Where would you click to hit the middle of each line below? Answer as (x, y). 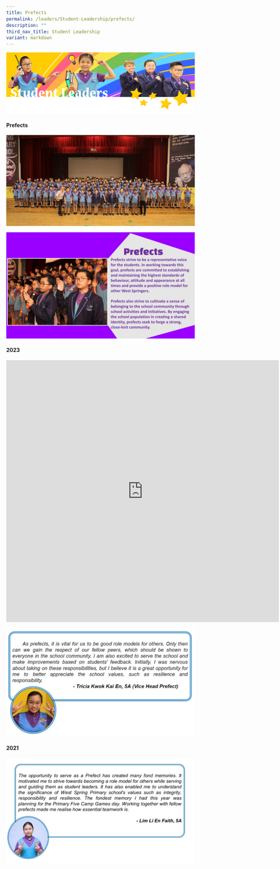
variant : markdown (29, 38)
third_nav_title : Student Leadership (53, 32)
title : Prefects (26, 13)
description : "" (26, 25)
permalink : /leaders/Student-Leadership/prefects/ (71, 19)
